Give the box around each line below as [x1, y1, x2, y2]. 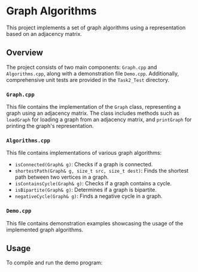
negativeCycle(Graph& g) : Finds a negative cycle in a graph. [14, 192, 163, 200]
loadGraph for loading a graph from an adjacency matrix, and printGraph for [6, 116, 192, 123]
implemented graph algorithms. [6, 226, 84, 233]
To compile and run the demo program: [6, 259, 103, 267]
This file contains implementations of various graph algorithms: [6, 149, 162, 157]
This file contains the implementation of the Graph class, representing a [6, 103, 181, 111]
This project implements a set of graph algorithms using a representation [6, 24, 186, 31]
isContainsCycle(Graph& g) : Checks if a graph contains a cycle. [14, 180, 172, 187]
